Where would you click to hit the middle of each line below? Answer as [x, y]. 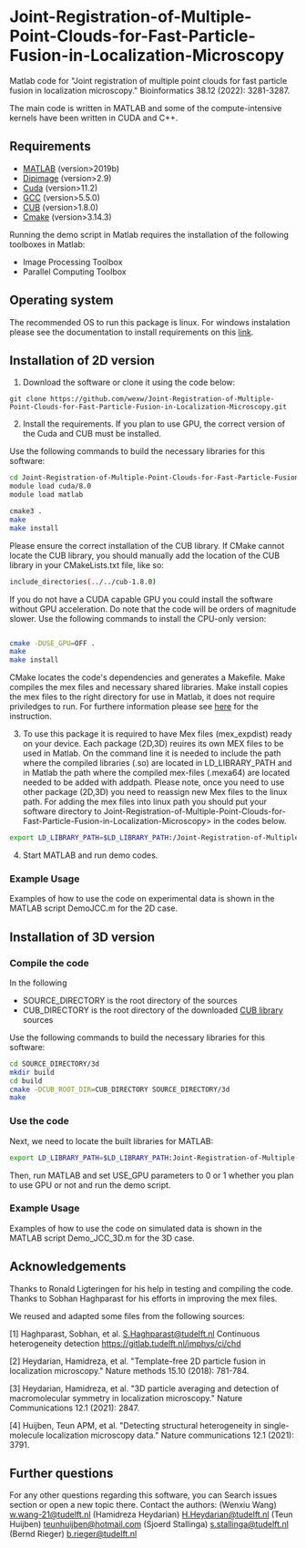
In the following [38, 983]
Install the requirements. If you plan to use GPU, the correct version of [154, 424]
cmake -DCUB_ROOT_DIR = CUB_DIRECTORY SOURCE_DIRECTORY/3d [120, 1089]
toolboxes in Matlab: [47, 244]
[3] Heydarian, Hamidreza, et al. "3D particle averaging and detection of [144, 1388]
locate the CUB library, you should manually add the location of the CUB [145, 555]
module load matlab [46, 495]
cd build [26, 1081]
